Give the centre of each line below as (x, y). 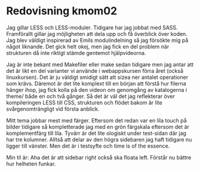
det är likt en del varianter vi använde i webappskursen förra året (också (95, 70)
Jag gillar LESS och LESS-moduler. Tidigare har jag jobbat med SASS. (92, 27)
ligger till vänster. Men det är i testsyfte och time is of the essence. (88, 146)
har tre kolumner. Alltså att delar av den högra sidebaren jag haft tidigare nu (99, 139)
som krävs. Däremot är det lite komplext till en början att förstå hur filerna (96, 83)
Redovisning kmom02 (62, 11)
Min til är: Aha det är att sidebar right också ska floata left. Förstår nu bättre (99, 157)
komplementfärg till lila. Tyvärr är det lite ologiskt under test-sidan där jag (96, 133)
